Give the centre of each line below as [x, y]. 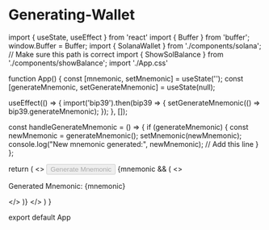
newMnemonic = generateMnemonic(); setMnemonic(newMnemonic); [125, 136]
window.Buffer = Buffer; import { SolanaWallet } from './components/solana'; [135, 45]
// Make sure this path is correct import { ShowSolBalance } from [116, 54]
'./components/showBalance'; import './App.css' [88, 63]
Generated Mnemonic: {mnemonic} [67, 186]
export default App [40, 217]
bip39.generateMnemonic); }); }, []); [68, 111]
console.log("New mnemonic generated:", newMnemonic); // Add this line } [134, 144]
